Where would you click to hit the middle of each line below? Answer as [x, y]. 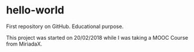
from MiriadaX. [24, 44]
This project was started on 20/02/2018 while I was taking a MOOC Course [97, 37]
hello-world [35, 10]
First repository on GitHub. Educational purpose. [65, 26]
